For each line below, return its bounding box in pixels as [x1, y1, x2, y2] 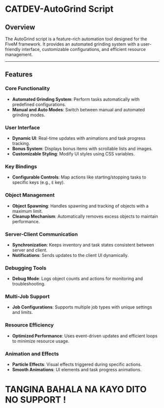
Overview [5, 23, 36, 31]
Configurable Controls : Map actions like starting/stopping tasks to [12, 174, 146, 180]
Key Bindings [5, 163, 38, 170]
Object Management [5, 192, 55, 199]
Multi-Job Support [5, 293, 50, 300]
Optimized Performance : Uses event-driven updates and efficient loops [12, 332, 158, 339]
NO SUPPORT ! [5, 394, 66, 406]
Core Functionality [5, 85, 50, 92]
